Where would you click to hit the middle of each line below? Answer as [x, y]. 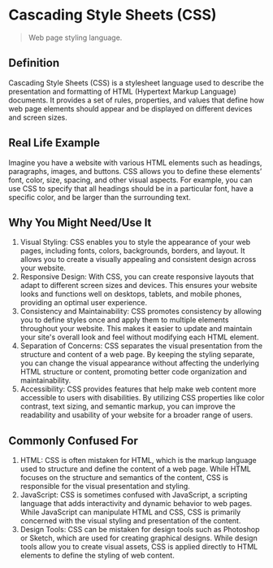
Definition [34, 63]
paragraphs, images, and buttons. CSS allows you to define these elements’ [135, 171]
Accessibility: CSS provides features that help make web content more [138, 389]
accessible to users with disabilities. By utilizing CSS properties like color [142, 398]
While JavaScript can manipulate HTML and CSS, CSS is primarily [130, 512]
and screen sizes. [38, 117]
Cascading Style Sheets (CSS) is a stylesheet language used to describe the [136, 82]
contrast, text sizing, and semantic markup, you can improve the [128, 406]
